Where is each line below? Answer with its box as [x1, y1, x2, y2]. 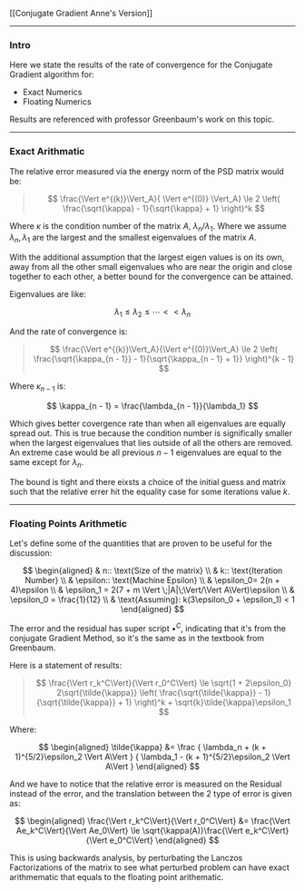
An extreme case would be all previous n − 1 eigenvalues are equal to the [9, 447, 282, 458]
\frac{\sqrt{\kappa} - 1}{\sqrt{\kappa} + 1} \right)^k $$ [62, 203, 265, 213]
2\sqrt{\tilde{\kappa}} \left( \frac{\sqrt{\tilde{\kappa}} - [56, 687, 263, 698]
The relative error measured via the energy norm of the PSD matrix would [9, 165, 284, 176]
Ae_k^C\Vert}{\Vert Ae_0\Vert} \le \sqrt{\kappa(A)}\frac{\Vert [15, 825, 243, 836]
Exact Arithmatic [9, 145, 85, 158]
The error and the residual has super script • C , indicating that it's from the [9, 621, 287, 634]
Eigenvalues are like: [9, 289, 86, 300]
